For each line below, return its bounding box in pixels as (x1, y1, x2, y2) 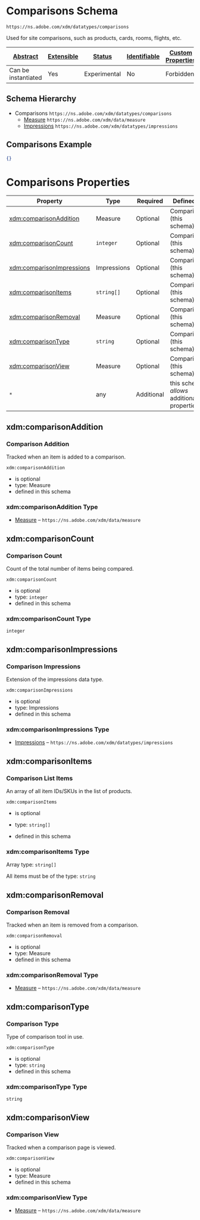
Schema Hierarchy (6, 94, 77, 104)
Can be (9, 66, 30, 74)
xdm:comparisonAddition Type (6, 503, 98, 511)
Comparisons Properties (6, 175, 130, 189)
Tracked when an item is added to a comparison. (6, 453, 126, 460)
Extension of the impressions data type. (6, 676, 104, 683)
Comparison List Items (6, 774, 73, 782)
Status (93, 52, 112, 60)
